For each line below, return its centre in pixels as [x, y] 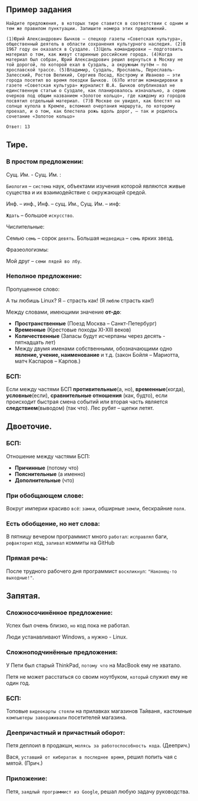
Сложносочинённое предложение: [60, 613]
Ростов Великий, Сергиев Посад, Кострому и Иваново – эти [108, 75]
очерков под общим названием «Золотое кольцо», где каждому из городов [96, 96]
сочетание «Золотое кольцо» [41, 116]
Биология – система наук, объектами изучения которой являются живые [96, 186]
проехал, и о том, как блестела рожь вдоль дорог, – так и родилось [92, 111]
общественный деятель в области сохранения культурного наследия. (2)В [96, 44]
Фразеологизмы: [27, 249]
